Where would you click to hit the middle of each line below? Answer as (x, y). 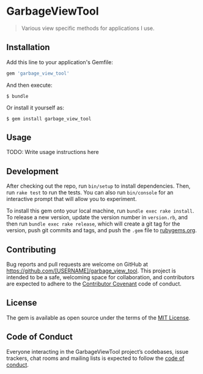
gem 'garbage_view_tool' (38, 73)
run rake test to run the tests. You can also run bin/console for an (90, 193)
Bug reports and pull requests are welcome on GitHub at (77, 265)
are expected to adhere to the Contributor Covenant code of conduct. (94, 284)
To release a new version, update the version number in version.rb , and (97, 218)
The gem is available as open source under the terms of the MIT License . (98, 317)
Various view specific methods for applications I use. (88, 28)
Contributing (31, 250)
